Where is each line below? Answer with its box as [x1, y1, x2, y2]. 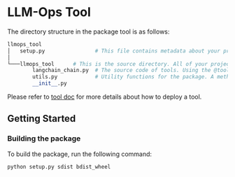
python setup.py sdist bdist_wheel [7, 163, 111, 170]
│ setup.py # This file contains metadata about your [7, 47, 220, 55]
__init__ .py [32, 80, 68, 87]
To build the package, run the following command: [7, 150, 152, 158]
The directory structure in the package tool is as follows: [7, 27, 170, 36]
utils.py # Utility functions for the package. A [32, 73, 215, 80]
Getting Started [7, 113, 76, 125]
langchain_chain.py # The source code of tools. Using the [32, 67, 211, 74]
